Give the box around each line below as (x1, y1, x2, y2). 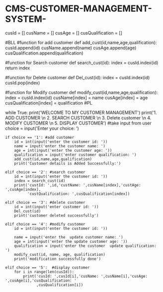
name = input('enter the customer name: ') (14, 143, 106, 149)
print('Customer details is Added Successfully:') (14, 161, 121, 166)
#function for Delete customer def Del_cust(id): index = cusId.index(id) (5, 74, 150, 80)
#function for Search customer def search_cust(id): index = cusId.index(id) (5, 59, 159, 65)
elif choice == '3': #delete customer (5, 200, 85, 205)
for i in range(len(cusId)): (14, 269, 75, 274)
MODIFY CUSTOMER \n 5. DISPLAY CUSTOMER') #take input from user (5, 120, 152, 126)
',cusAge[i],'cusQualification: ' (5, 278, 77, 283)
